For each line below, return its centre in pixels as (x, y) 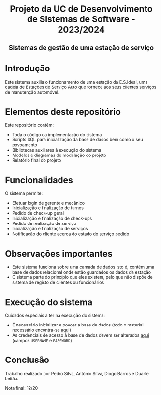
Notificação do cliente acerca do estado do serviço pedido (71, 234)
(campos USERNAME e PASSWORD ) (42, 341)
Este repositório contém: (29, 125)
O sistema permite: (24, 193)
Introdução (28, 68)
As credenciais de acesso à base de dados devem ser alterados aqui (80, 335)
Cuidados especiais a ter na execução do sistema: (55, 316)
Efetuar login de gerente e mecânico (48, 203)
